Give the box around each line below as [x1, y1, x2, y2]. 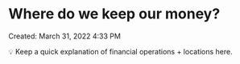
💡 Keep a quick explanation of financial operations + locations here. [8, 46, 234, 56]
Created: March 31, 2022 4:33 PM [8, 31, 121, 41]
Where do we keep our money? [8, 5, 221, 23]
